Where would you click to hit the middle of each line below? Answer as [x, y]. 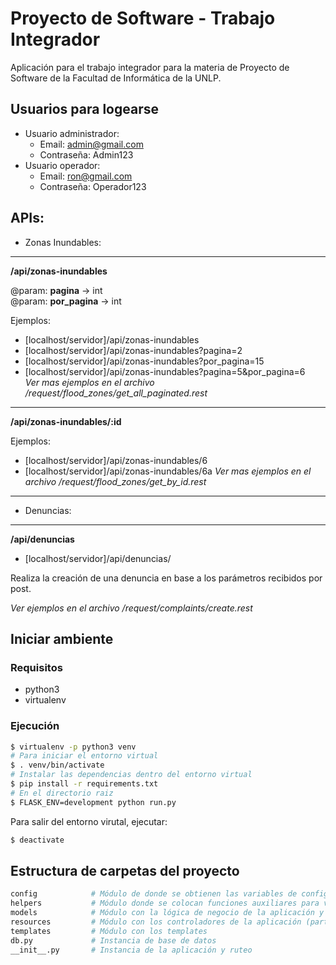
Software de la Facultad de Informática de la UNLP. [116, 78]
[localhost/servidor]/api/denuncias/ [98, 558]
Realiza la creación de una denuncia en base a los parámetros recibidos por [166, 578]
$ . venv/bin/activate [57, 765]
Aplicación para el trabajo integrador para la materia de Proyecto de [150, 67]
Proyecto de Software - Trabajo [143, 18]
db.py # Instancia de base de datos [113, 940]
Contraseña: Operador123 [93, 186]
